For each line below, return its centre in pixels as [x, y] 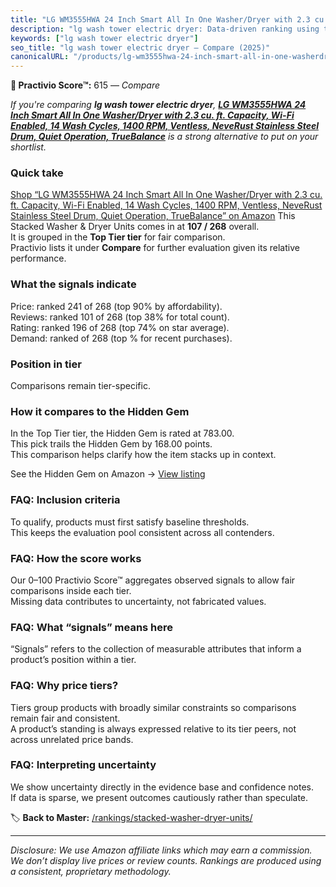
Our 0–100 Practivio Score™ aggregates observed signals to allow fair [153, 580]
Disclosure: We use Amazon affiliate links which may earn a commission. [161, 850]
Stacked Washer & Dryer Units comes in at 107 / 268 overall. [135, 227]
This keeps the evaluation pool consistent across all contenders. [142, 532]
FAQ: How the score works [76, 558]
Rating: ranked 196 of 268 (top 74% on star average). [120, 327]
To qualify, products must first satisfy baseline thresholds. [130, 522]
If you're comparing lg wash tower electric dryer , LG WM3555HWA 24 [158, 105]
